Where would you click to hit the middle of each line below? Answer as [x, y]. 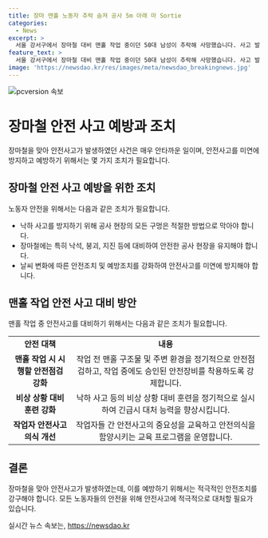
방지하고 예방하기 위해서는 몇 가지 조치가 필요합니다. [89, 160]
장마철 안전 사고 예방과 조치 [92, 127]
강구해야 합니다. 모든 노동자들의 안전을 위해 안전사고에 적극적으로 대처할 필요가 [131, 499]
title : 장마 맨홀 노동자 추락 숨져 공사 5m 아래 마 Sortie [95, 16]
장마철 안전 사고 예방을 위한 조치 [82, 188]
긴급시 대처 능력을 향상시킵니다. [174, 410]
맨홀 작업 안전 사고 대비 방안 [73, 303]
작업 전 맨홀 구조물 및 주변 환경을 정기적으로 [154, 359]
